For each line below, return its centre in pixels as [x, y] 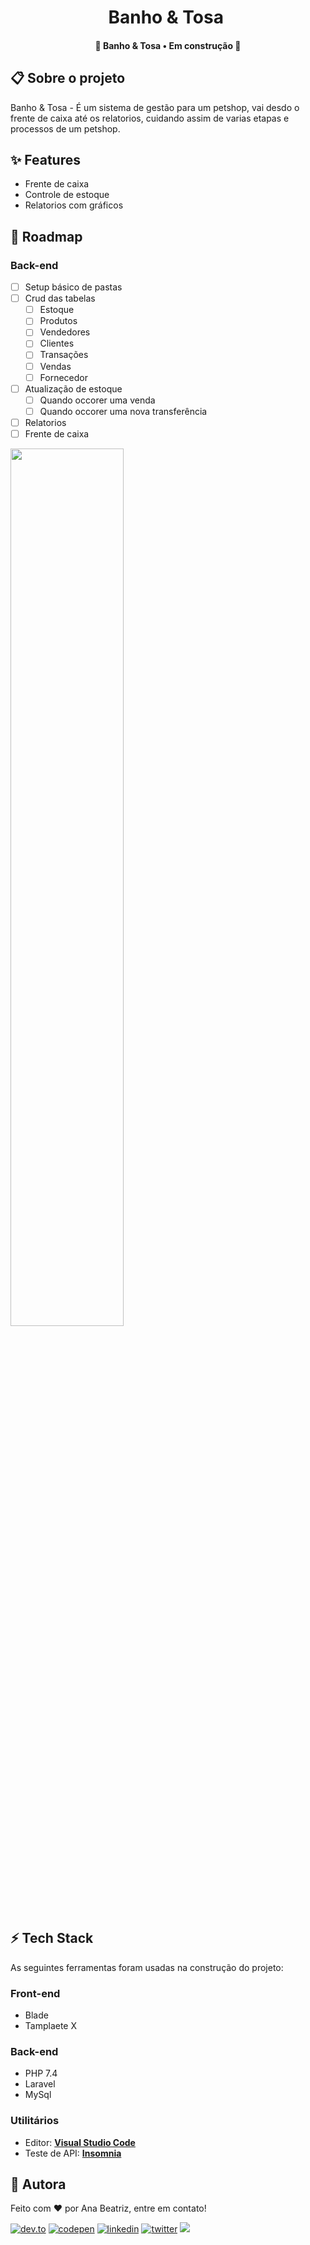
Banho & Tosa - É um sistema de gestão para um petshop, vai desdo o [155, 107]
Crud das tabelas [60, 298]
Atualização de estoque [73, 388]
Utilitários [35, 2121]
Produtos [58, 321]
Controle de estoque [67, 195]
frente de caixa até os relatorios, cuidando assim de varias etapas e [150, 118]
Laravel [40, 2084]
